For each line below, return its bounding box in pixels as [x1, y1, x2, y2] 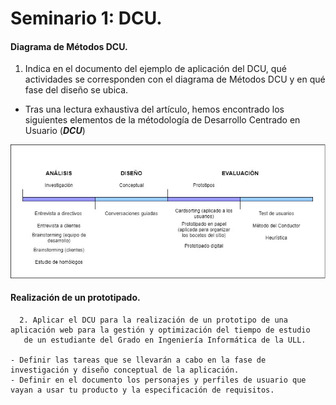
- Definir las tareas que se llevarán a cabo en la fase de [10, 355, 267, 365]
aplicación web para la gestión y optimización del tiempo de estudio [10, 325, 311, 335]
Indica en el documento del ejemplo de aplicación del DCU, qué [24, 63, 287, 75]
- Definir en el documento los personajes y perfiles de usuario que [10, 375, 307, 385]
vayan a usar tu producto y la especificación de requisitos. [10, 385, 275, 395]
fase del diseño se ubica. [24, 84, 129, 96]
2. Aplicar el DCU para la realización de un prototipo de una [19, 315, 288, 325]
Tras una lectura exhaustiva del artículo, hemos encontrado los [24, 103, 285, 116]
